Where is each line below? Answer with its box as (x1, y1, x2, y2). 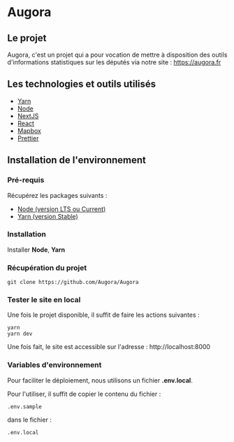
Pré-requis (7, 176, 45, 185)
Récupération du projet (7, 263, 87, 273)
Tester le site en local (7, 295, 81, 305)
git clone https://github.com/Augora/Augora (7, 279, 139, 286)
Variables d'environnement (7, 360, 102, 370)
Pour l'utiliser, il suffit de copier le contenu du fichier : (7, 390, 161, 398)
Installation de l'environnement (7, 155, 147, 166)
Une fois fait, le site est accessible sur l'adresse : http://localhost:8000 (7, 343, 211, 351)
